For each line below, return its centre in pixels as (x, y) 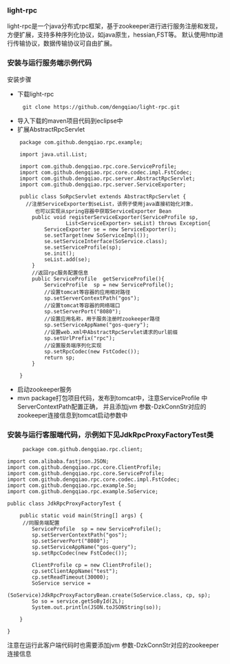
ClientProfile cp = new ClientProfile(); (92, 565)
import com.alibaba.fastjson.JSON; (58, 461)
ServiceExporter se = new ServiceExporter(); (110, 229)
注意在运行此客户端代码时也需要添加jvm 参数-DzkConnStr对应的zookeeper (113, 645)
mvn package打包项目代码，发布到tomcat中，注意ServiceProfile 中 (112, 397)
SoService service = (61, 583)
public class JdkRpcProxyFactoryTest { (64, 504)
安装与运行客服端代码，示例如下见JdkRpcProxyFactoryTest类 (111, 435)
